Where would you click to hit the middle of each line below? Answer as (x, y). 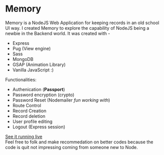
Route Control (27, 105)
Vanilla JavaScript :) (33, 70)
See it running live (24, 136)
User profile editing (32, 121)
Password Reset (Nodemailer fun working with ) (61, 100)
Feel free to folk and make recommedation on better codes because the (79, 142)
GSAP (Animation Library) (39, 64)
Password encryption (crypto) (43, 95)
